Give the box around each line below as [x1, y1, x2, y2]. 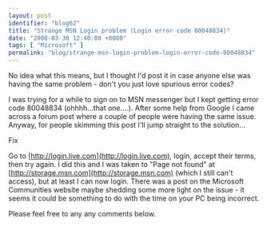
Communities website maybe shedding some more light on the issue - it [8, 185, 245, 194]
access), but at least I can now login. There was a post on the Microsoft [8, 176, 244, 186]
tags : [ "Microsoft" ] [8, 42, 84, 50]
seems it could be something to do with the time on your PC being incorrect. [8, 193, 260, 203]
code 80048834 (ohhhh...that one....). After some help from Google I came [8, 103, 255, 113]
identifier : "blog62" [8, 19, 81, 27]
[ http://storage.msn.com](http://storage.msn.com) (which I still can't [8, 169, 233, 177]
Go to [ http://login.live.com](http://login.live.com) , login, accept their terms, [8, 151, 257, 161]
